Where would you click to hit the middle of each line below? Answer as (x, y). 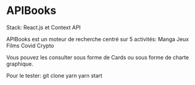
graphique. (20, 64)
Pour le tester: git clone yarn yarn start (55, 75)
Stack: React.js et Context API (44, 27)
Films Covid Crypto (30, 46)
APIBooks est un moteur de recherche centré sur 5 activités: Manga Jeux (97, 39)
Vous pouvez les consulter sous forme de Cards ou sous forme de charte (98, 57)
